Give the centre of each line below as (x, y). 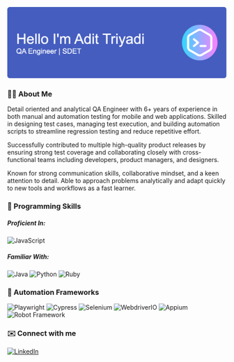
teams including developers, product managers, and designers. (128, 160)
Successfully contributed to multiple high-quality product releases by (107, 145)
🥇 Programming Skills (44, 206)
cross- (192, 152)
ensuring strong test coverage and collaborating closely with (94, 152)
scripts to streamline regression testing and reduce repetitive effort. (104, 131)
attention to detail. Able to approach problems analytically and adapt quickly (116, 181)
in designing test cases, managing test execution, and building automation (114, 124)
